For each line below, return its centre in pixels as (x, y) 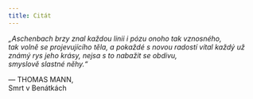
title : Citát (30, 16)
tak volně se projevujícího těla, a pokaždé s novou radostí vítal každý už (127, 47)
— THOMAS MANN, (41, 79)
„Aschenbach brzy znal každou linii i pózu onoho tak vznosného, (115, 38)
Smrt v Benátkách (37, 88)
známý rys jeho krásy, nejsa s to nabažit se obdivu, (93, 55)
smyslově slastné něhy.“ (48, 64)
